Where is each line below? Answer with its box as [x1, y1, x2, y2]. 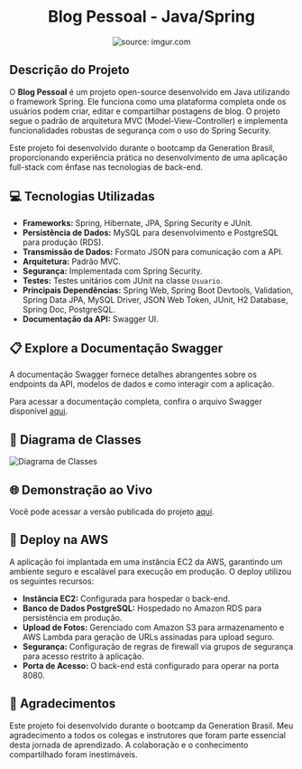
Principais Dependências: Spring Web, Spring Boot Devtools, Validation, [22, 285, 294, 295]
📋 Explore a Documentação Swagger [9, 341, 224, 356]
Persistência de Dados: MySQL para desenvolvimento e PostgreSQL [22, 227, 279, 238]
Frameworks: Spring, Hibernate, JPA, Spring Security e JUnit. [22, 217, 253, 228]
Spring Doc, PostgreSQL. [22, 304, 115, 314]
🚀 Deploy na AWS [9, 532, 109, 548]
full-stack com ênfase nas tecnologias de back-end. [9, 161, 203, 173]
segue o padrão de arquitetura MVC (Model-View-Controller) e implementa [9, 115, 288, 126]
